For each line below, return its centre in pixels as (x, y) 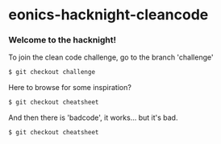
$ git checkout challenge (52, 72)
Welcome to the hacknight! (63, 40)
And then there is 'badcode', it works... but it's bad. (93, 117)
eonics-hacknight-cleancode (108, 15)
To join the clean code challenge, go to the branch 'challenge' (111, 57)
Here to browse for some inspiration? (70, 88)
